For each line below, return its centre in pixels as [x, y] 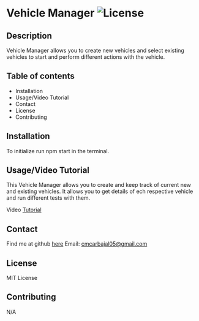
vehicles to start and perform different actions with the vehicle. [86, 57]
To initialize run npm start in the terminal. [58, 151]
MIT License [22, 278]
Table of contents [40, 76]
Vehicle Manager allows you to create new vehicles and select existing [96, 50]
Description [29, 36]
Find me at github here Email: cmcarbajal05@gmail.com [77, 244]
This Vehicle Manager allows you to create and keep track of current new [99, 185]
